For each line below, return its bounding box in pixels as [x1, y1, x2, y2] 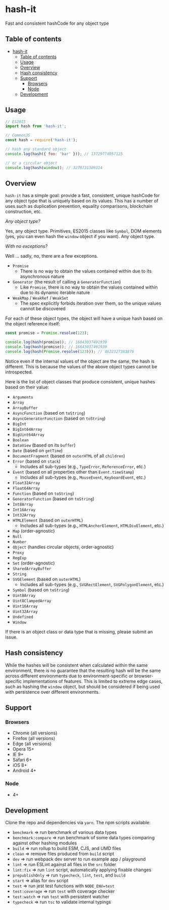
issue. [5, 634, 18, 640]
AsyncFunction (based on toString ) [12, 410, 86, 416]
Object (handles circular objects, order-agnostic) [12, 544, 114, 550]
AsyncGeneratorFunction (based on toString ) [12, 415, 106, 421]
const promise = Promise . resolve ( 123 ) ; [5, 330, 89, 336]
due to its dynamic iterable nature [20, 290, 90, 296]
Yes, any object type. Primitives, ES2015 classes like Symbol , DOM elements [5, 228, 162, 234]
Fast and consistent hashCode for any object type [5, 20, 109, 26]
